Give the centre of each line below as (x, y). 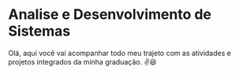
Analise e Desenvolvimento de (110, 15)
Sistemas (39, 31)
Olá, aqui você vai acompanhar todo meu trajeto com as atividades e (119, 53)
